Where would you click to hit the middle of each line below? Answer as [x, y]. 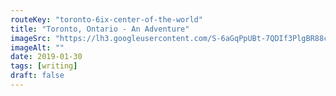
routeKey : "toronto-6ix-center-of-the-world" [106, 19]
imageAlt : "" [37, 47]
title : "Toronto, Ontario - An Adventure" [100, 29]
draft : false [37, 76]
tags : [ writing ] [44, 66]
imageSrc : [31, 38]
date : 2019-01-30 [46, 57]
